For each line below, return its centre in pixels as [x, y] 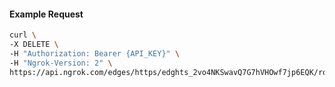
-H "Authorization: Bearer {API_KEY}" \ [95, 53]
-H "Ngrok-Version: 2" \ [61, 63]
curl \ [23, 35]
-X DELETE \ [34, 45]
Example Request [46, 14]
